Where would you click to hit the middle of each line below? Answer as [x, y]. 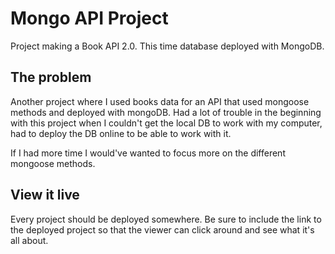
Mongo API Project [89, 18]
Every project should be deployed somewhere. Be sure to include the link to [166, 219]
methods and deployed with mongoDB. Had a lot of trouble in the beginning [166, 112]
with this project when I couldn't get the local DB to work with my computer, [166, 123]
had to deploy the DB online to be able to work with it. [121, 133]
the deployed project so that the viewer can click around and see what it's [162, 229]
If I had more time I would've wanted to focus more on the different [148, 153]
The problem [51, 77]
